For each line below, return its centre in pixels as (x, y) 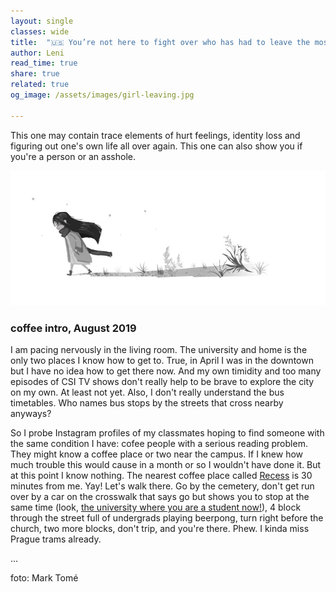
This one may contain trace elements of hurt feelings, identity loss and (155, 135)
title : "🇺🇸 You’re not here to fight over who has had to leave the (160, 42)
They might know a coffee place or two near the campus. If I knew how (157, 454)
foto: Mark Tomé (44, 578)
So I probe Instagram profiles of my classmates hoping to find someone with (167, 433)
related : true (40, 85)
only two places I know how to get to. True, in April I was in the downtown (162, 361)
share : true (35, 74)
